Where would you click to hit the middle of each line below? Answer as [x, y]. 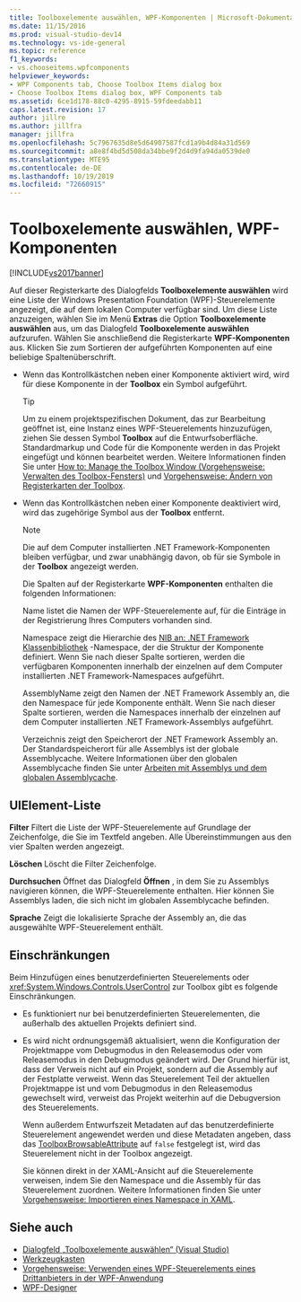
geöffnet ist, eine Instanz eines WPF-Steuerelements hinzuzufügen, [147, 428]
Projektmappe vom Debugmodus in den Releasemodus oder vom [142, 1050]
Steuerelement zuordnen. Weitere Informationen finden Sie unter [142, 1190]
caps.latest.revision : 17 [57, 110]
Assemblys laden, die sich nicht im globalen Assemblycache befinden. [139, 900]
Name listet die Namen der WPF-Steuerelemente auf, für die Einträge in [154, 611]
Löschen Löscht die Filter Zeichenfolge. [83, 864]
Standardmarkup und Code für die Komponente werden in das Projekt [151, 448]
